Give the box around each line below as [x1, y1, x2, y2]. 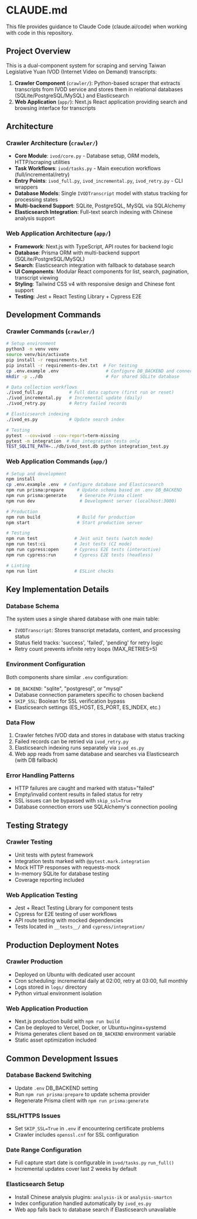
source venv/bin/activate [6, 352, 69, 358]
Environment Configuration [6, 660, 86, 669]
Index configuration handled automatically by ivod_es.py [14, 1200, 152, 1207]
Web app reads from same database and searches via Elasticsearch [14, 750, 179, 757]
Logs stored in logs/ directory [14, 983, 87, 990]
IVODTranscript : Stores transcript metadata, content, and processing [14, 627, 181, 634]
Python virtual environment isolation [14, 989, 102, 996]
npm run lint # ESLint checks [6, 568, 114, 574]
